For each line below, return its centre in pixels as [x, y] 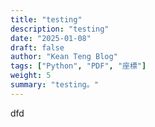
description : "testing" [60, 29]
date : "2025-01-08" [51, 38]
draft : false [37, 47]
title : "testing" [46, 19]
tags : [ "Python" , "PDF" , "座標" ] [78, 66]
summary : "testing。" [54, 85]
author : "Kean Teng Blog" [64, 57]
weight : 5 [31, 76]
